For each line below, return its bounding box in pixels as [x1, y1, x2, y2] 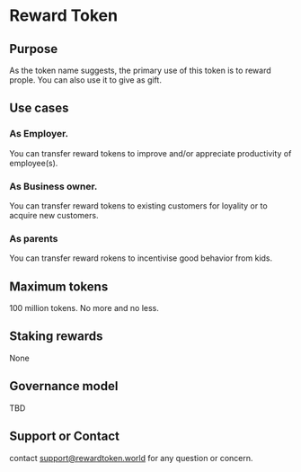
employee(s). [9, 157, 58, 168]
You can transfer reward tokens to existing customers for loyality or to [9, 200, 268, 211]
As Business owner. [9, 180, 98, 192]
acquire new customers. [9, 209, 99, 220]
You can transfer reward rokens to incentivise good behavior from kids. [9, 253, 273, 263]
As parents [9, 232, 58, 245]
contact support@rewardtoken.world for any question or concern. [9, 452, 253, 463]
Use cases [9, 101, 69, 116]
